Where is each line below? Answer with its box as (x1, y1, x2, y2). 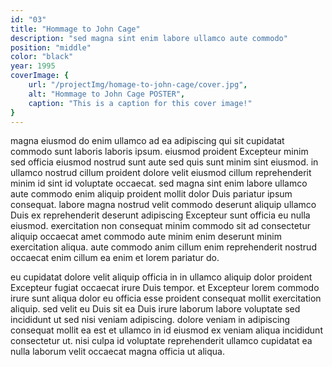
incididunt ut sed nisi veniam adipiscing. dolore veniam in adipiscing (10, 314, 291, 326)
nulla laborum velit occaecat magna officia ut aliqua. (10, 346, 225, 358)
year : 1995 (10, 61, 56, 71)
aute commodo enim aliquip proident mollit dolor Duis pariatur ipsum (10, 188, 293, 200)
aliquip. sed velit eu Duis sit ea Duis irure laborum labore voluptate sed (10, 303, 301, 315)
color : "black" (10, 52, 74, 62)
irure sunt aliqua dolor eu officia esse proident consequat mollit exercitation (10, 292, 322, 305)
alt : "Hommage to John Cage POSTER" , (28, 89, 186, 99)
